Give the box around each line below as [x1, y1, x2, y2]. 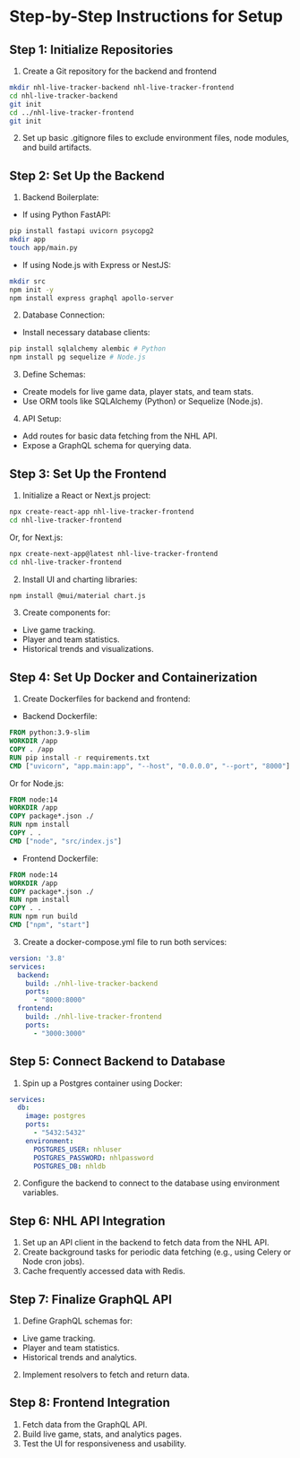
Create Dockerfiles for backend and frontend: [21, 693, 191, 705]
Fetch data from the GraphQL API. [21, 1419, 148, 1429]
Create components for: [21, 607, 111, 618]
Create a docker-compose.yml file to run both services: [21, 936, 227, 947]
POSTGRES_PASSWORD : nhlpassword [32, 1153, 154, 1162]
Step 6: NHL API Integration [9, 1213, 166, 1228]
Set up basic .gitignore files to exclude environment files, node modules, [21, 133, 289, 143]
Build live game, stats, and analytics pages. [21, 1428, 182, 1439]
